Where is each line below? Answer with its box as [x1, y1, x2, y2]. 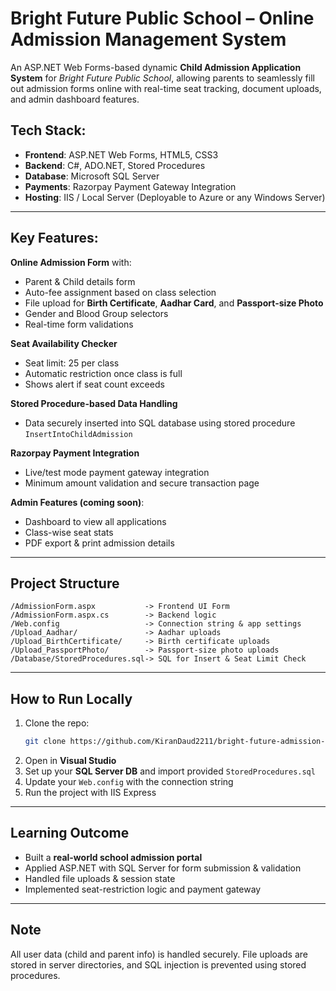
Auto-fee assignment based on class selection [24, 286, 217, 298]
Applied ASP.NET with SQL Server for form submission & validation [24, 862, 302, 874]
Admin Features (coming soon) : [10, 496, 145, 508]
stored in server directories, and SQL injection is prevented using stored [10, 958, 307, 971]
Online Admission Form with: [10, 256, 132, 268]
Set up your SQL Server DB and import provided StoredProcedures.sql [24, 765, 316, 777]
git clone [24, 737, 67, 747]
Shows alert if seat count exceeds [24, 378, 165, 390]
